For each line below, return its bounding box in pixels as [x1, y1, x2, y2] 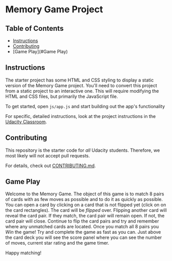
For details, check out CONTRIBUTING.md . [5, 163, 96, 169]
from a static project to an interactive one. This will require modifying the [5, 88, 159, 94]
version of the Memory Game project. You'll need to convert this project [5, 82, 158, 88]
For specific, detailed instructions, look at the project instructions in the [5, 113, 156, 119]
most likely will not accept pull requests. [5, 152, 90, 158]
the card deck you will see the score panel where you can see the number [5, 234, 162, 240]
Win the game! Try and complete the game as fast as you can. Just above [5, 229, 161, 235]
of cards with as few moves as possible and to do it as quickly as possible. [5, 196, 163, 203]
